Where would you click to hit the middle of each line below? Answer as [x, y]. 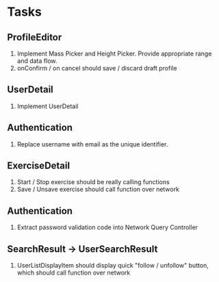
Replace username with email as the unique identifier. [92, 144]
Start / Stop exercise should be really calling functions [93, 182]
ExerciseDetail [39, 166]
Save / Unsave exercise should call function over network [98, 190]
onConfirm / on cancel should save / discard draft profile [97, 68]
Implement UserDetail [48, 106]
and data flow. [37, 61]
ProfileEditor [35, 37]
